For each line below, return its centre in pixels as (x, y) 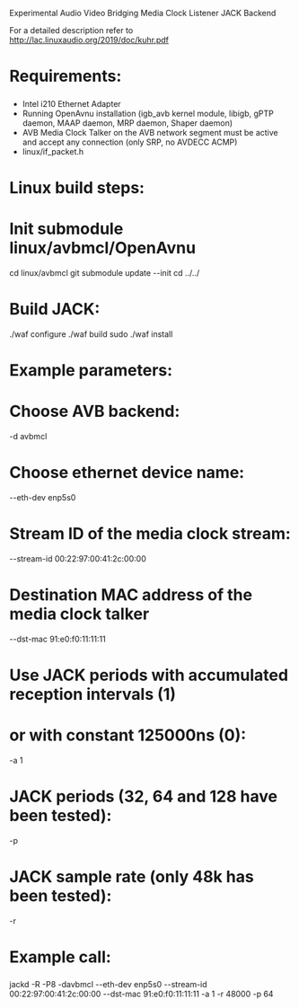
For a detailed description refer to (71, 30)
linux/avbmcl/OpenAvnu (102, 248)
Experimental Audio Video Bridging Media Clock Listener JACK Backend (143, 13)
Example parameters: (91, 370)
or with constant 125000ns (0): (128, 735)
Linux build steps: (77, 187)
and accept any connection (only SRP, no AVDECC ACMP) (130, 142)
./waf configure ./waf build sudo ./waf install (91, 334)
